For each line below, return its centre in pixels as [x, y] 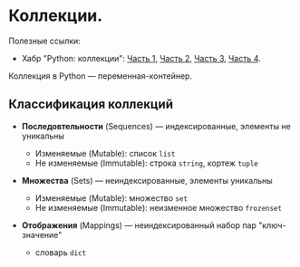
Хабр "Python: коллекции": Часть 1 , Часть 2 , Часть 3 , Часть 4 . [141, 58]
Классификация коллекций [91, 105]
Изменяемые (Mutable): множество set [111, 198]
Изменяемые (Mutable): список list [105, 153]
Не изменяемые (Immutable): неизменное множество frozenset [159, 207]
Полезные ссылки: [44, 41]
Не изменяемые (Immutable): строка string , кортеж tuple [147, 163]
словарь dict [61, 252]
